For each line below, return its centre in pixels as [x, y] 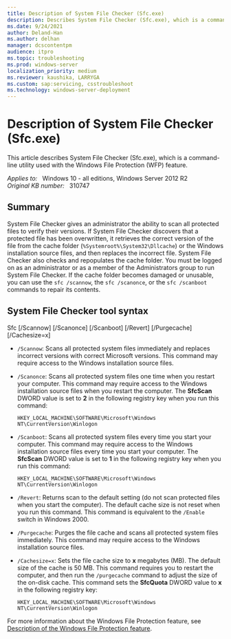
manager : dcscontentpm [40, 45]
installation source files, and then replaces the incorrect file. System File [109, 253]
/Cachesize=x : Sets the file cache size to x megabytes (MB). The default [119, 560]
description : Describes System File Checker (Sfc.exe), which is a [106, 20]
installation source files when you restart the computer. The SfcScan [114, 391]
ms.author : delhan [33, 39]
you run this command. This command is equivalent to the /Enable [111, 512]
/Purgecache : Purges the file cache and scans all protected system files [118, 532]
